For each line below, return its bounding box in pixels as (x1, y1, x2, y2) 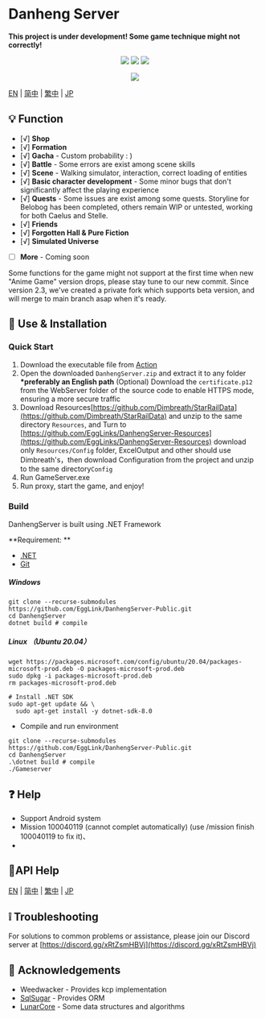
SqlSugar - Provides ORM (19, 992, 105, 1003)
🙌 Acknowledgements (8, 963, 121, 977)
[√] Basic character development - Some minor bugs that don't (19, 176, 231, 186)
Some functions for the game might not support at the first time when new (8, 267, 255, 278)
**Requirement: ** (8, 535, 71, 545)
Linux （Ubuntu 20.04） (8, 637, 91, 647)
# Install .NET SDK (8, 693, 74, 701)
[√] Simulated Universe (19, 236, 99, 246)
